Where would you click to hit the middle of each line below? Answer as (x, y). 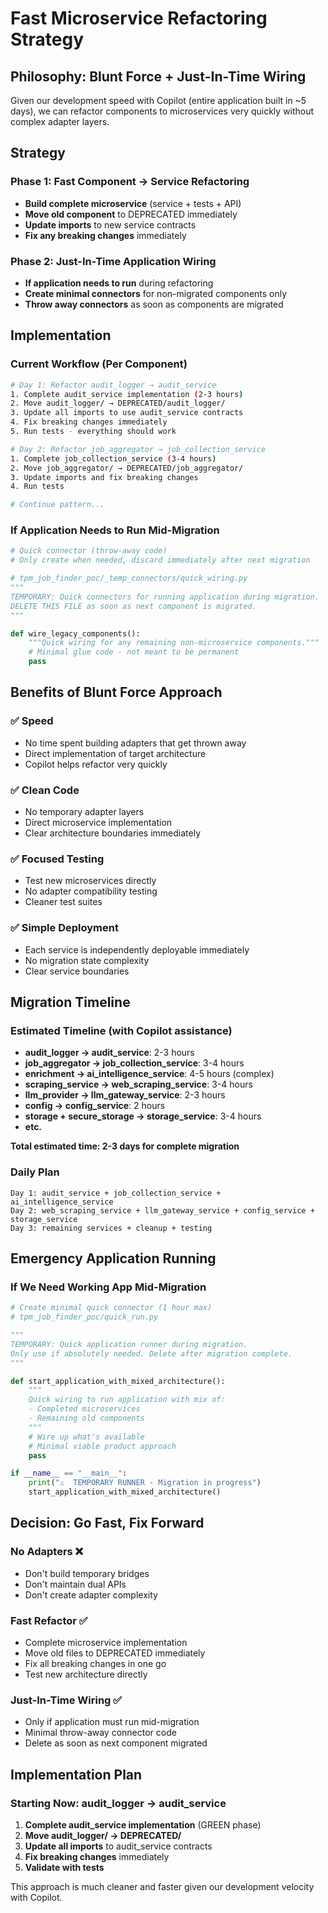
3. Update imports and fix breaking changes (104, 477)
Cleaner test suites (63, 902)
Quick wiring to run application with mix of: (127, 1400)
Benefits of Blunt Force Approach (116, 692)
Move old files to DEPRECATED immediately (115, 1653)
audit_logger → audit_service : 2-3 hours (109, 1053)
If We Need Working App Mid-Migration (108, 1287)
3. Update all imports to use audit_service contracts (127, 413)
